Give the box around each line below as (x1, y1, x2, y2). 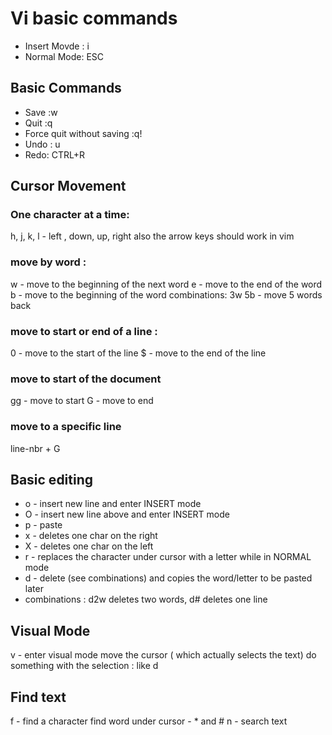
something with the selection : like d (10, 660, 159, 672)
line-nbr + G (10, 442, 61, 454)
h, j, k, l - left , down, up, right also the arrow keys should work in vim (10, 230, 295, 242)
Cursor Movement (10, 178, 127, 195)
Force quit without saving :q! (24, 127, 143, 139)
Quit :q (24, 117, 53, 129)
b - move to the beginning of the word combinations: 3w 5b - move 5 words (10, 288, 323, 301)
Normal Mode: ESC (24, 50, 105, 62)
